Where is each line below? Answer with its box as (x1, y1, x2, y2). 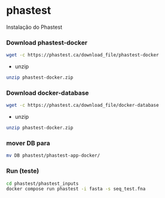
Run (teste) (6, 167, 39, 175)
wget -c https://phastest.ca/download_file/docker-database (6, 103, 160, 109)
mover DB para (6, 139, 50, 147)
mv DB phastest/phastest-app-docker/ (6, 152, 100, 159)
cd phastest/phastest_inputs (6, 181, 79, 187)
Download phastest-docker (6, 38, 88, 47)
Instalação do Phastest (6, 23, 63, 31)
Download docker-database (6, 88, 89, 97)
